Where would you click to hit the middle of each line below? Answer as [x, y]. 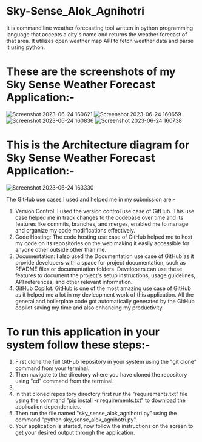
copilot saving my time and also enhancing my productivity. [89, 308]
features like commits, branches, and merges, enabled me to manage [102, 224]
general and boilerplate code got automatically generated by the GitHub [105, 301]
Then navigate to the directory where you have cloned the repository [101, 374]
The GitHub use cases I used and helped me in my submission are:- [91, 199]
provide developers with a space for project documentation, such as [100, 262]
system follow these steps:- [78, 345]
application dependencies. [48, 406]
